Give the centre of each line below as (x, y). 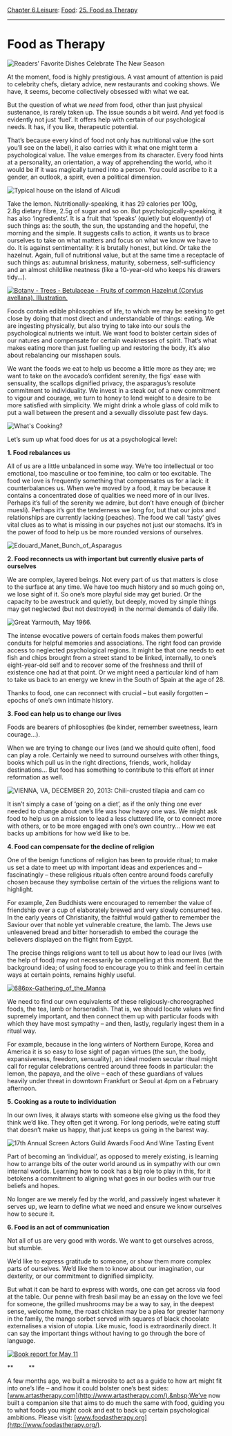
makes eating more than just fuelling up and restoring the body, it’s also (109, 347)
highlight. (20, 889)
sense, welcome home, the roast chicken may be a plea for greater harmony (116, 1311)
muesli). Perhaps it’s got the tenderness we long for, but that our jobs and (112, 510)
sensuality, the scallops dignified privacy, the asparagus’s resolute (101, 383)
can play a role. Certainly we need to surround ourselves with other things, (113, 755)
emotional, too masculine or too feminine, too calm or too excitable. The (109, 473)
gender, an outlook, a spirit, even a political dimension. (85, 177)
